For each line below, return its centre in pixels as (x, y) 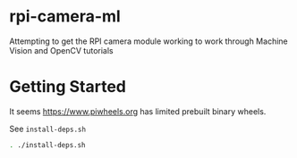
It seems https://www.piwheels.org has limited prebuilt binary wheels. (138, 111)
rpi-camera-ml (65, 17)
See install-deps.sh (48, 129)
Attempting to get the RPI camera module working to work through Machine (148, 41)
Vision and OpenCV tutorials (61, 50)
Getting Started (68, 87)
